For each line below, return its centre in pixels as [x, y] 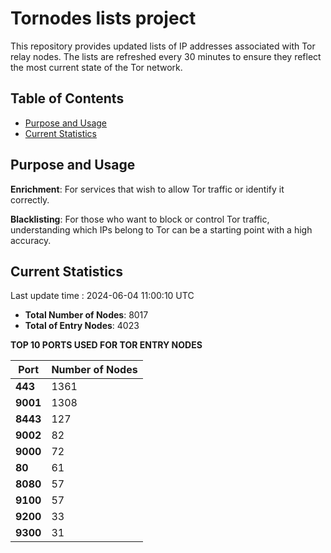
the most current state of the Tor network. [96, 67]
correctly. [30, 199]
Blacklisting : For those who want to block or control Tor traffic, [140, 219]
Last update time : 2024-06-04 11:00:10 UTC [102, 296]
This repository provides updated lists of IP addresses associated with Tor [163, 46]
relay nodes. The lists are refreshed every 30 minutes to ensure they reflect [166, 56]
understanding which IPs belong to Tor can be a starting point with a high [161, 229]
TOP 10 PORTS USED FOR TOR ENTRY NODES [106, 345]
